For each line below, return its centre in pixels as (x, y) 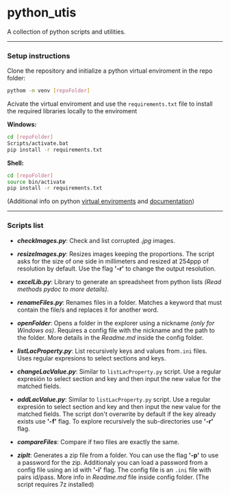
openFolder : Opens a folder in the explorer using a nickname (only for (116, 323)
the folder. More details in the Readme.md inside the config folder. (110, 337)
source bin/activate (37, 182)
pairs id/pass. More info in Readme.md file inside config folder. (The (113, 477)
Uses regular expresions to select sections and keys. (91, 358)
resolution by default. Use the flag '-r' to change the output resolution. (116, 268)
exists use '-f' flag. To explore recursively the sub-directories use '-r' (115, 421)
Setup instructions (39, 56)
